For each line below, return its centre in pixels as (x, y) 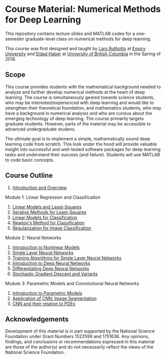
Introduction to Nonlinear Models (46, 247)
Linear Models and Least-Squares (47, 207)
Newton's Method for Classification (49, 223)
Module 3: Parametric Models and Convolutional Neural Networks (72, 283)
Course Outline (29, 176)
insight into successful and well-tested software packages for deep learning (83, 149)
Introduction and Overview (39, 187)
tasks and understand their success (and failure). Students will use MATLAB (83, 154)
